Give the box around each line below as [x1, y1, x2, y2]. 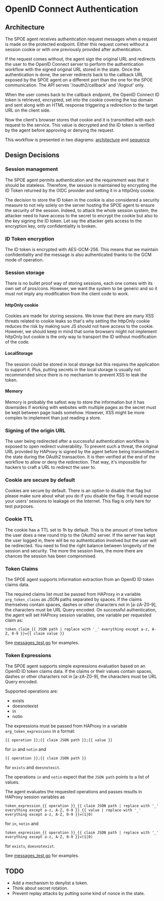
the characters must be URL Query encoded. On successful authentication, [5, 607, 157, 613]
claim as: [5, 617, 23, 623]
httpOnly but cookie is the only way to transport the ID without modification [5, 334, 157, 340]
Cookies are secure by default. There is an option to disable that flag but [5, 488, 151, 494]
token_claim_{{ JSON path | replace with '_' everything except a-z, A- [5, 627, 157, 632]
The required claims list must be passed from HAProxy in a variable [5, 591, 141, 597]
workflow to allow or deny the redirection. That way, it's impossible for [5, 459, 147, 465]
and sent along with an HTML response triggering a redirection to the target [5, 102, 158, 108]
